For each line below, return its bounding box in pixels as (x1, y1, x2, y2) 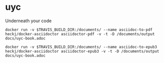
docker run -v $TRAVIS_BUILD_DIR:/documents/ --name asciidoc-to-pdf (5, 27, 153, 32)
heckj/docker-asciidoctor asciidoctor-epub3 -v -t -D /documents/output (5, 49, 160, 54)
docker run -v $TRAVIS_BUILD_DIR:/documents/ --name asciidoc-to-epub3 (5, 44, 157, 49)
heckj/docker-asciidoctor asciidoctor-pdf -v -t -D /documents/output (5, 31, 155, 36)
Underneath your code (5, 18, 52, 24)
